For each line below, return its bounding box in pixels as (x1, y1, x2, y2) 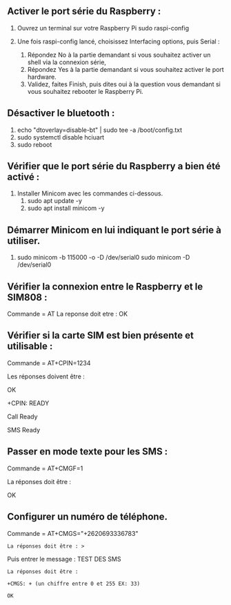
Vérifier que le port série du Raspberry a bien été (7, 160, 221, 172)
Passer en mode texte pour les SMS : (7, 445, 168, 458)
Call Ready (7, 412, 38, 421)
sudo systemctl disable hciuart (17, 133, 105, 141)
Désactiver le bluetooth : (7, 107, 115, 119)
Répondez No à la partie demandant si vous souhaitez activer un (27, 50, 211, 59)
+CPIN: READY (7, 398, 50, 407)
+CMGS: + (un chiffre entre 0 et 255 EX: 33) (7, 580, 140, 587)
